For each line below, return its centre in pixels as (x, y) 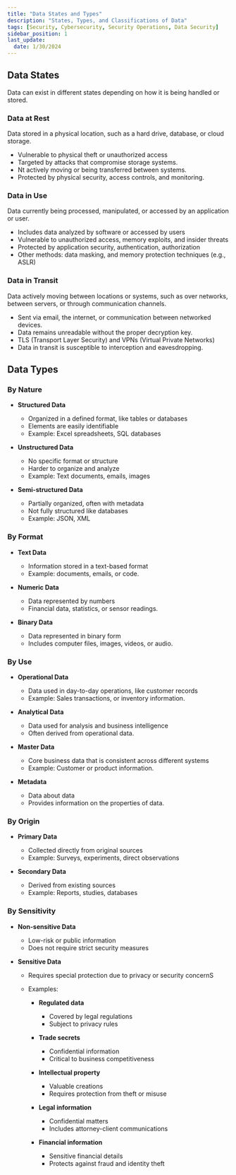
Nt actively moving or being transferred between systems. (102, 170)
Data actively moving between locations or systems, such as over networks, (118, 296)
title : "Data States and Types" (55, 14)
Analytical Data (41, 712)
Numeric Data (38, 587)
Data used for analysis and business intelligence (98, 725)
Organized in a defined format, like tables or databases (108, 419)
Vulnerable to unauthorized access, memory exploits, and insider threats (123, 240)
